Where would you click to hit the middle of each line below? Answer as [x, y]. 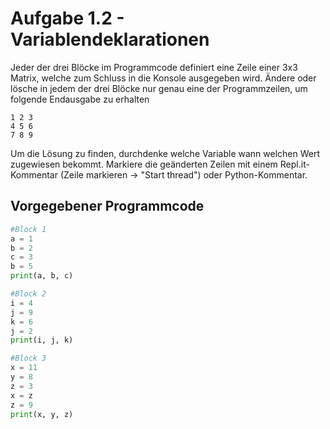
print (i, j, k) [42, 340]
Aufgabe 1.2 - [67, 18]
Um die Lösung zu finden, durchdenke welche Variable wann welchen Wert [165, 153]
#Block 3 [28, 358]
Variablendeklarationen [110, 39]
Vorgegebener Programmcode [107, 206]
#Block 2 [28, 294]
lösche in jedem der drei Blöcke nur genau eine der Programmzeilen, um [159, 88]
